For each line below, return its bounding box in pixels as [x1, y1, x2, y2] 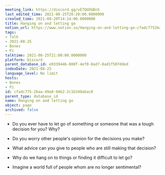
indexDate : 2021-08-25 [5, 67, 52, 72]
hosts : [5, 75, 19, 80]
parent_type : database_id [5, 94, 58, 99]
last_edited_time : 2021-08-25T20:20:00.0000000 [5, 12, 105, 17]
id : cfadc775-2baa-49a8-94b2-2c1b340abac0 [5, 89, 93, 94]
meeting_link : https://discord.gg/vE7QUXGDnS [5, 7, 100, 12]
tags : [5, 30, 16, 35]
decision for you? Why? [12, 126, 60, 132]
